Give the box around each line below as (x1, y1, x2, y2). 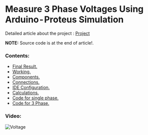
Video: (5, 113, 22, 120)
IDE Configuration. (12, 85, 50, 90)
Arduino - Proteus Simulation (5, 14, 124, 25)
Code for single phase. (12, 95, 59, 101)
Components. (12, 74, 40, 80)
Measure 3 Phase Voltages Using (5, 3, 144, 15)
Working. (12, 69, 31, 75)
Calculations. (12, 90, 39, 96)
